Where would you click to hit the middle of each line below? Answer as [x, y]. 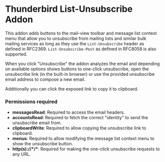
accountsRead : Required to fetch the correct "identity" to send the [80, 118]
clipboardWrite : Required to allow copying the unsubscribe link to [79, 128]
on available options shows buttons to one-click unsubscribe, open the [77, 69]
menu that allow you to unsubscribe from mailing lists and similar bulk [76, 38]
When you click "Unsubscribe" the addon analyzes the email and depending [82, 64]
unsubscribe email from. [37, 123]
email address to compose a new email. [45, 79]
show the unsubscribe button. [43, 144]
